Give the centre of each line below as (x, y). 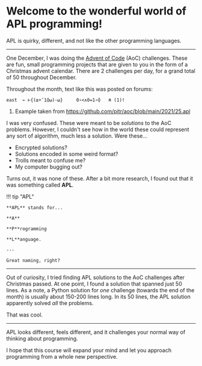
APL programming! (54, 24)
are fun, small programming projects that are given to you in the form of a (97, 64)
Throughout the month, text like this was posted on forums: (80, 89)
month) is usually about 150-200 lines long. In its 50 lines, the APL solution (99, 297)
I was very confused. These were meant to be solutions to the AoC (89, 123)
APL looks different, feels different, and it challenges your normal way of (96, 332)
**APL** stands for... (35, 207)
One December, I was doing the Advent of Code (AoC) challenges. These (97, 58)
